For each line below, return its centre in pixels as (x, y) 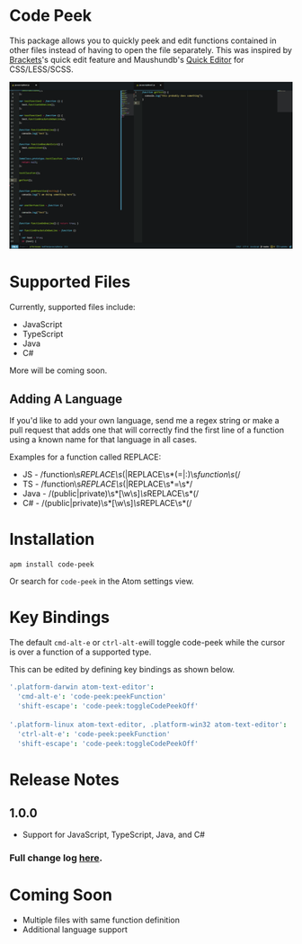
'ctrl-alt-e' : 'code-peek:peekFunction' (94, 735)
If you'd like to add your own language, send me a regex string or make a (145, 420)
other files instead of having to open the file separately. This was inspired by (151, 49)
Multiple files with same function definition (101, 920)
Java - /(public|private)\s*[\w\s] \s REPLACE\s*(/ (111, 493)
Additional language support (75, 929)
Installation (52, 539)
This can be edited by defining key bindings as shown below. (122, 669)
